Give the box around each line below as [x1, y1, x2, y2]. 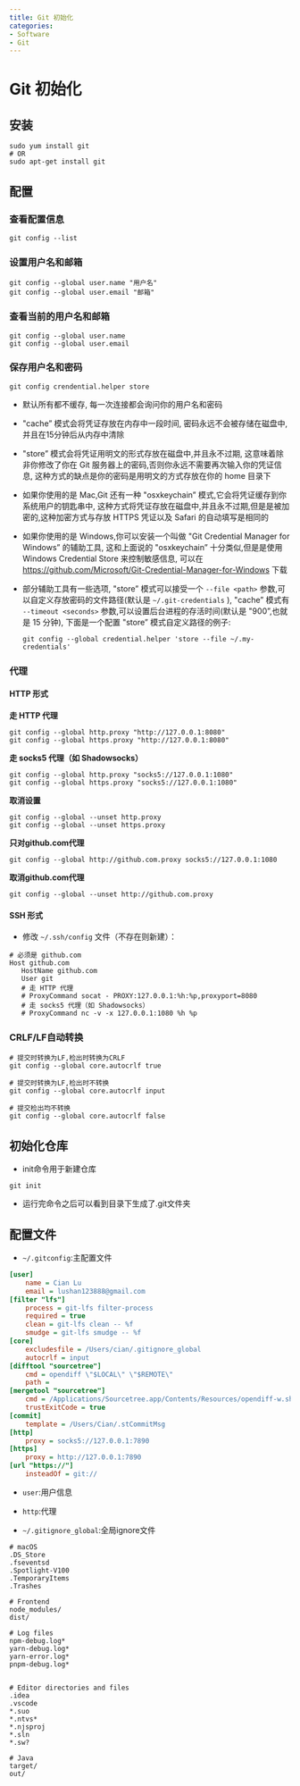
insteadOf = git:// [25, 1470, 98, 1479]
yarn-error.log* [9, 1652, 70, 1661]
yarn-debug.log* [9, 1644, 70, 1653]
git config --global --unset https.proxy [9, 820, 166, 829]
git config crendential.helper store [9, 382, 150, 391]
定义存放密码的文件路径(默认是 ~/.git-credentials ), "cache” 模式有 [37, 594, 290, 605]
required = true [25, 1312, 87, 1321]
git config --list [9, 233, 78, 242]
